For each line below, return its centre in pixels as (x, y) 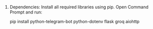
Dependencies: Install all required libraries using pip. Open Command (79, 7)
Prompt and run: (26, 12)
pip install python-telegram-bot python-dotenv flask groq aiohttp (75, 22)
